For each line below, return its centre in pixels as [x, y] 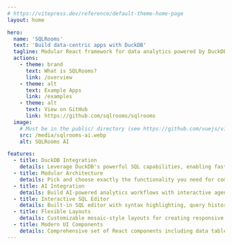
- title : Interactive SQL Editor [61, 199]
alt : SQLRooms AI [45, 141]
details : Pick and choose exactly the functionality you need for [117, 179]
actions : [26, 58]
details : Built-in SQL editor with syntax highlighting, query [113, 205]
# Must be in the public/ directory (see [80, 128]
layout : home [26, 20]
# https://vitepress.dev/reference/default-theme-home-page [96, 13]
